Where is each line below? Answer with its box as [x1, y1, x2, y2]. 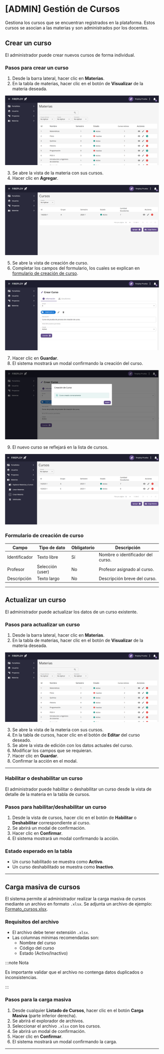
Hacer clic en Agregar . [12, 175, 59, 181]
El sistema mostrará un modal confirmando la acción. [12, 836, 120, 841]
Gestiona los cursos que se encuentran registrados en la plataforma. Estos [5, 20, 155, 25]
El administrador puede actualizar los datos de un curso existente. [5, 609, 138, 615]
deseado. [12, 737, 32, 743]
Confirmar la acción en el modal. [12, 758, 78, 764]
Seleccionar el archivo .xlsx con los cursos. [12, 1023, 101, 1029]
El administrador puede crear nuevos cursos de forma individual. [5, 52, 135, 58]
